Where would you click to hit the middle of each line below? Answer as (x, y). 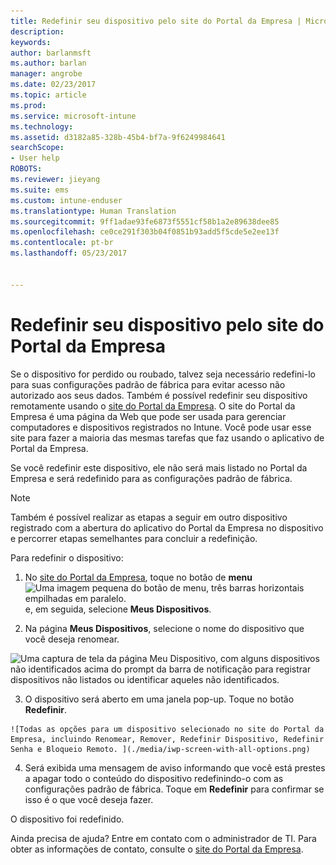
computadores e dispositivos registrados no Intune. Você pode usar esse (161, 427)
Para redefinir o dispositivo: (67, 557)
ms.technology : (42, 126)
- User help (35, 158)
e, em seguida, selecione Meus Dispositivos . (118, 609)
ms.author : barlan (48, 63)
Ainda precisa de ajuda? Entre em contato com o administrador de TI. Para (163, 838)
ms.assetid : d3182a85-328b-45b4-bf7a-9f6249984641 (118, 137)
